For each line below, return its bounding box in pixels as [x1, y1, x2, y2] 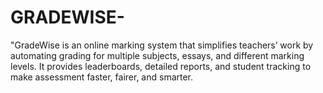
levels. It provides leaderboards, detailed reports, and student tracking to [10, 60, 312, 72]
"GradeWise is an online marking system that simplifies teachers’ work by [10, 39, 314, 51]
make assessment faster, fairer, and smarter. [10, 71, 194, 83]
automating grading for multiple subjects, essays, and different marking [10, 49, 305, 61]
